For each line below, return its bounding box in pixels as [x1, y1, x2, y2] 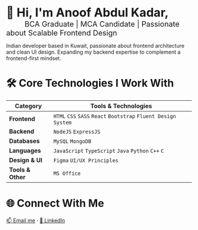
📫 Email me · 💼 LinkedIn [6, 216, 65, 224]
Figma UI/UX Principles [53, 157, 119, 164]
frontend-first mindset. [6, 55, 62, 61]
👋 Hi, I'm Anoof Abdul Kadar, [6, 5, 169, 20]
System [53, 119, 72, 126]
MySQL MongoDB [53, 138, 91, 144]
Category [14, 101, 42, 110]
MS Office [53, 170, 81, 176]
